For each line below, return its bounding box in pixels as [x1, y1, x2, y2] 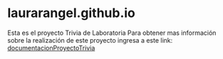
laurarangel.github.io [7, 5, 135, 21]
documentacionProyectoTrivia [7, 43, 95, 52]
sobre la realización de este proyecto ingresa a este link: [7, 36, 173, 44]
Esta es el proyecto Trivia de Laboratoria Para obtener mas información [7, 28, 217, 37]
